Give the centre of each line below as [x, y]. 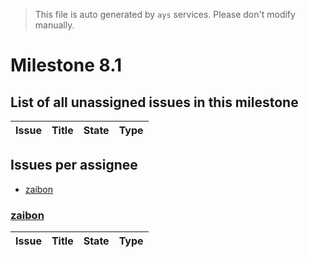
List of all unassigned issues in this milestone [154, 102]
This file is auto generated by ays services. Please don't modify [165, 14]
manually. [54, 25]
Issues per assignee [74, 165]
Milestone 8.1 [66, 65]
